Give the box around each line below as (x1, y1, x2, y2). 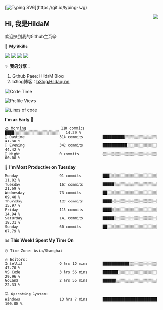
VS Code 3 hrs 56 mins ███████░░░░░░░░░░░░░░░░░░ (5, 269, 158, 275)
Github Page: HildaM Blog (12, 73, 64, 78)
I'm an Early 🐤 (5, 116, 33, 122)
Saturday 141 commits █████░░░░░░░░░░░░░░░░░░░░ (5, 216, 158, 220)
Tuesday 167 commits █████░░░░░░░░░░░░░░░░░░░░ (5, 182, 158, 186)
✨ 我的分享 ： (5, 63, 32, 69)
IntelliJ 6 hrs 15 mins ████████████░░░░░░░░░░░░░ (5, 261, 158, 266)
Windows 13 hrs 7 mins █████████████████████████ (5, 297, 158, 302)
